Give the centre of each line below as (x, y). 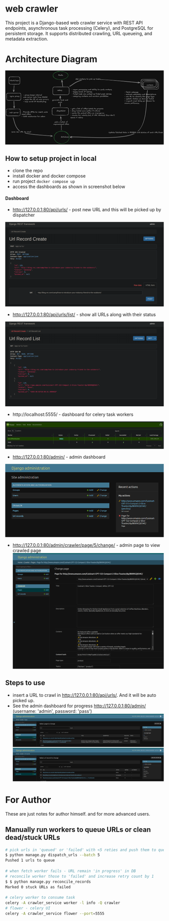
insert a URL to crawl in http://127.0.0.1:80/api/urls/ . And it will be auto (84, 695)
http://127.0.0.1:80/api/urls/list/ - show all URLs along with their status (84, 315)
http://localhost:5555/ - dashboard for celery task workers (73, 414)
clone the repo (28, 171)
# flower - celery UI (28, 908)
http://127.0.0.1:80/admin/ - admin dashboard (59, 457)
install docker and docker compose (49, 176)
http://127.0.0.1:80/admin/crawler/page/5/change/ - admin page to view (86, 545)
